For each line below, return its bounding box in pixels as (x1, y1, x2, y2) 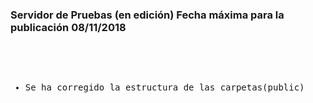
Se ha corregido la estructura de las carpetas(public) (24, 82, 305, 93)
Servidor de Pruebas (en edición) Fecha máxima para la (10, 8, 285, 22)
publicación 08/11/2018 (10, 20, 127, 34)
